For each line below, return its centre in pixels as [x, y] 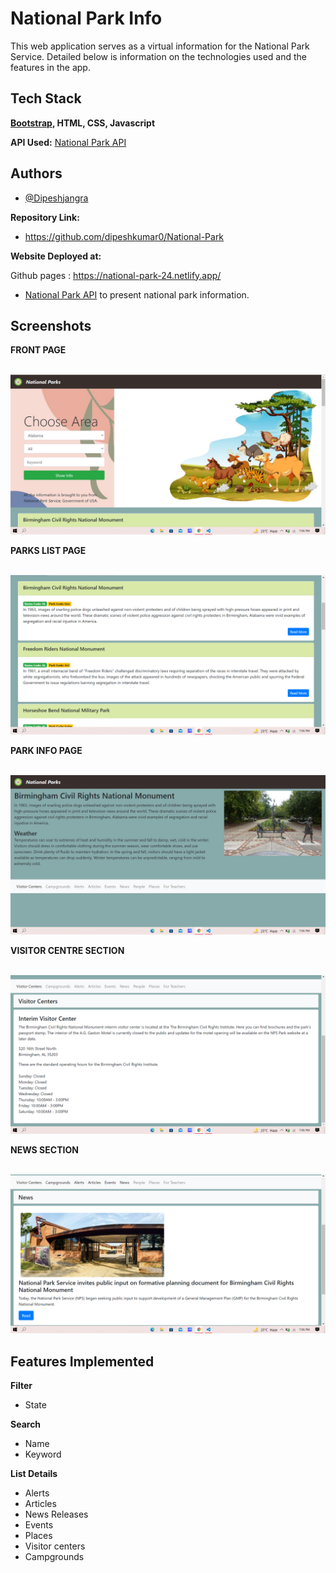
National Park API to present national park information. [137, 294]
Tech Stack [46, 98]
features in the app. [50, 67]
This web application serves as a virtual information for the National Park [160, 46]
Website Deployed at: [56, 256]
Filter [21, 1385]
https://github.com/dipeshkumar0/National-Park [124, 236]
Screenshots [51, 325]
